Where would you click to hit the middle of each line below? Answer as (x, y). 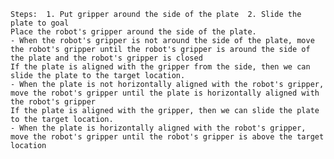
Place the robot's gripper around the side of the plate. (133, 32)
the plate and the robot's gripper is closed (106, 58)
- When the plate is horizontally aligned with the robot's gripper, (158, 128)
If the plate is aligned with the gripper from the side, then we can (160, 67)
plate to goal (40, 23)
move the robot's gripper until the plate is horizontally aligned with (165, 93)
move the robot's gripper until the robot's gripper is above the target (167, 137)
